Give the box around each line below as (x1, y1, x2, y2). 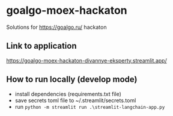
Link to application (6, 41, 77, 51)
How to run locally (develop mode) (6, 75, 138, 85)
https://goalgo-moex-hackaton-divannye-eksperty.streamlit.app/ (6, 56, 167, 64)
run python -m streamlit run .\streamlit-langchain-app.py (14, 103, 165, 110)
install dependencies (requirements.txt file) (14, 90, 122, 97)
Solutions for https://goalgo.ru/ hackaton (6, 23, 107, 31)
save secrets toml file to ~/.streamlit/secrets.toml (14, 97, 136, 104)
